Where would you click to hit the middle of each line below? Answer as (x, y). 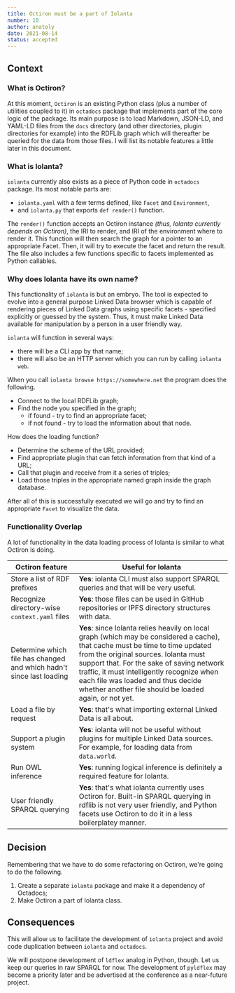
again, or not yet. (106, 698)
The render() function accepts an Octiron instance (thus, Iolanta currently (114, 224)
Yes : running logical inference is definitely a (150, 767)
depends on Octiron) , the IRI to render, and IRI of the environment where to (115, 231)
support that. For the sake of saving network (151, 663)
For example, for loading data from (135, 747)
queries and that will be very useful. (137, 588)
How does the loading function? (53, 437)
